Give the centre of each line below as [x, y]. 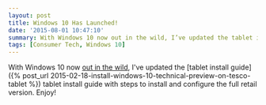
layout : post [30, 15]
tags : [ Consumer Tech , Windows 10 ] [67, 45]
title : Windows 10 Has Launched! [63, 23]
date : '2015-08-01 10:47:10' [56, 30]
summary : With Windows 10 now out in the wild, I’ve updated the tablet [131, 37]
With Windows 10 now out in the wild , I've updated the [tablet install [119, 67]
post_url [36, 76]
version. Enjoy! [32, 92]
